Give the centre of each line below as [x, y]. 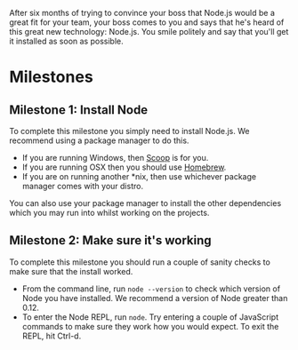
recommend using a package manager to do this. [99, 140]
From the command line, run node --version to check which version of [151, 289]
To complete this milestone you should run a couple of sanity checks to [140, 262]
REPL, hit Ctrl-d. [52, 336]
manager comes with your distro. [83, 186]
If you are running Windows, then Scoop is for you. [115, 158]
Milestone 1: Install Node [79, 110]
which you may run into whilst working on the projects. [109, 213]
